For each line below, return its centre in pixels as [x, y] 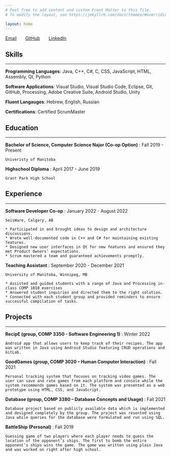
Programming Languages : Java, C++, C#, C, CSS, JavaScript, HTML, [78, 71]
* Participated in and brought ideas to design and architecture [76, 229]
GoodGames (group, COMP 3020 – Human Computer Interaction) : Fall [81, 361]
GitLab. [13, 352]
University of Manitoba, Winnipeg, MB [46, 275]
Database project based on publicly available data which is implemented [85, 408]
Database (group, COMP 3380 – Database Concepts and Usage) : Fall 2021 [85, 399]
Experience [24, 194]
